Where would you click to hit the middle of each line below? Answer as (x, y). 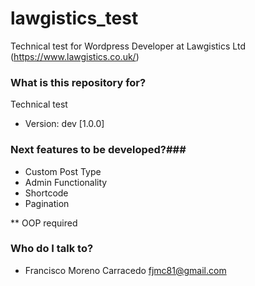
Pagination (47, 203)
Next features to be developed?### (98, 150)
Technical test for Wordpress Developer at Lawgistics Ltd (128, 46)
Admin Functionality (66, 182)
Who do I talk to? (52, 249)
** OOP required (44, 223)
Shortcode (46, 193)
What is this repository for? (78, 82)
